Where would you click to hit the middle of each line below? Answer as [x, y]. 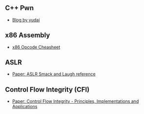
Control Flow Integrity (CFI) [47, 89]
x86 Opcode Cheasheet [36, 47]
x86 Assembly [28, 35]
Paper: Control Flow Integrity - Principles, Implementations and [75, 101]
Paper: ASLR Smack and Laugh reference [54, 74]
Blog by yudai [26, 20]
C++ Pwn [20, 8]
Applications [25, 107]
